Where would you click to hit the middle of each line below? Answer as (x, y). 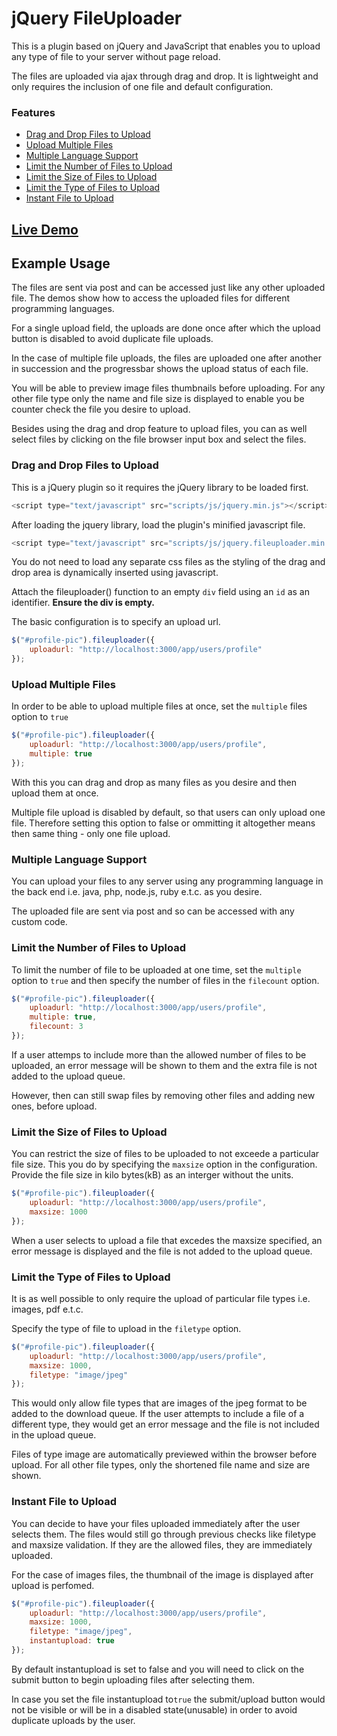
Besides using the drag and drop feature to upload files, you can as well (159, 429)
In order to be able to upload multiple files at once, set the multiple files (159, 706)
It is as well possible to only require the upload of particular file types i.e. (161, 1298)
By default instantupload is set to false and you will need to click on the (158, 1669)
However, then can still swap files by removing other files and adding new (163, 1095)
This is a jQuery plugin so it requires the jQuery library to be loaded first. (160, 487)
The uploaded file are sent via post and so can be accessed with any (153, 911)
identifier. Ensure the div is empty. (83, 603)
